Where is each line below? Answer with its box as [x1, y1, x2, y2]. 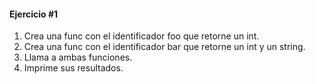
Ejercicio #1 [9, 8, 59, 20]
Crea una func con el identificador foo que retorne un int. [23, 30, 260, 42]
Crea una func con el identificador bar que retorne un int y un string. [23, 41, 306, 53]
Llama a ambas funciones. [23, 51, 133, 64]
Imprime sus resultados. [23, 62, 124, 74]
